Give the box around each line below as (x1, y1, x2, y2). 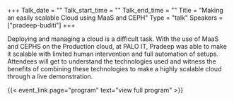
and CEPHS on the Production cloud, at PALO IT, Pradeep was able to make (7, 42, 228, 50)
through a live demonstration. (7, 72, 93, 81)
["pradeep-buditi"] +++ (7, 21, 76, 29)
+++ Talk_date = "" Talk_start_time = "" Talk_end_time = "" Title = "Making (7, 6, 224, 14)
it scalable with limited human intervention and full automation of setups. (7, 49, 219, 58)
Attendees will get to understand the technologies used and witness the (7, 57, 217, 66)
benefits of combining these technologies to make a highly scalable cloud (7, 65, 222, 73)
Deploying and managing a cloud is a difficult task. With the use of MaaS (7, 35, 219, 43)
